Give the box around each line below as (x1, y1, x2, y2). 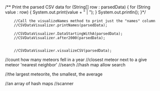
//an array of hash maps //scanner (5, 81, 74, 86)
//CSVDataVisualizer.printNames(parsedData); (14, 23, 108, 28)
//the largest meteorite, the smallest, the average (5, 71, 103, 77)
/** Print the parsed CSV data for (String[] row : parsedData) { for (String (5, 4, 151, 10)
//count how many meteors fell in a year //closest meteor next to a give (5, 57, 147, 62)
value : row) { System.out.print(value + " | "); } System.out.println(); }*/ (5, 9, 146, 15)
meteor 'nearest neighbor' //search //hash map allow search (5, 62, 125, 67)
